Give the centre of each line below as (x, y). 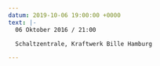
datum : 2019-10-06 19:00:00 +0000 (65, 15)
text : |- (22, 23)
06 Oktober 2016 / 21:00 (56, 30)
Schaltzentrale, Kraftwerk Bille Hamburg (84, 43)
